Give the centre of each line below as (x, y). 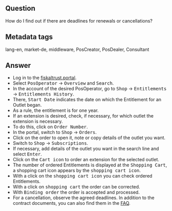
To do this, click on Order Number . (50, 127)
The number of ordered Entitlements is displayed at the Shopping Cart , (90, 165)
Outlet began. (27, 105)
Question (20, 8)
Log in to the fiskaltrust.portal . (45, 78)
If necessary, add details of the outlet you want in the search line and (86, 149)
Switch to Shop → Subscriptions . (50, 143)
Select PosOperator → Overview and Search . (63, 83)
